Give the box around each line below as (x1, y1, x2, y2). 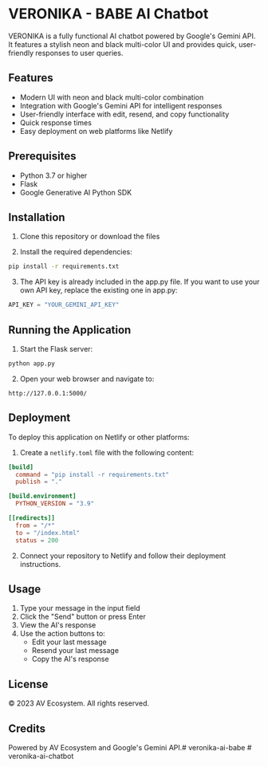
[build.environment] (8, 492, 77, 501)
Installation (8, 210, 65, 224)
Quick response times (19, 117, 92, 128)
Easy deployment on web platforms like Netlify (19, 126, 173, 136)
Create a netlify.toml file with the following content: (19, 447, 194, 457)
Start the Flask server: (19, 344, 93, 353)
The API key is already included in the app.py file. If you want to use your (19, 277, 260, 287)
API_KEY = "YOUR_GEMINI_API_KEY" (8, 301, 120, 309)
